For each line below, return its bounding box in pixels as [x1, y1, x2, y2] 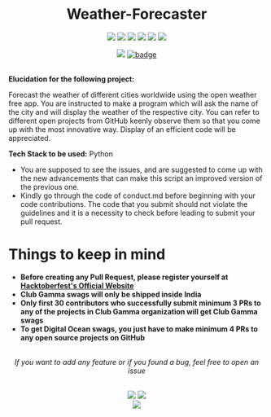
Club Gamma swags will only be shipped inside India [20, 289, 202, 299]
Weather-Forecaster [66, 5, 208, 24]
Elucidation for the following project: [8, 74, 135, 84]
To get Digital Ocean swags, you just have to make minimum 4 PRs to [20, 323, 258, 334]
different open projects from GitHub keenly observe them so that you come [8, 116, 260, 125]
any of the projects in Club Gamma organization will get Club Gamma [20, 306, 258, 316]
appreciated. [8, 133, 51, 143]
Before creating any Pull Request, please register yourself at [20, 272, 229, 282]
